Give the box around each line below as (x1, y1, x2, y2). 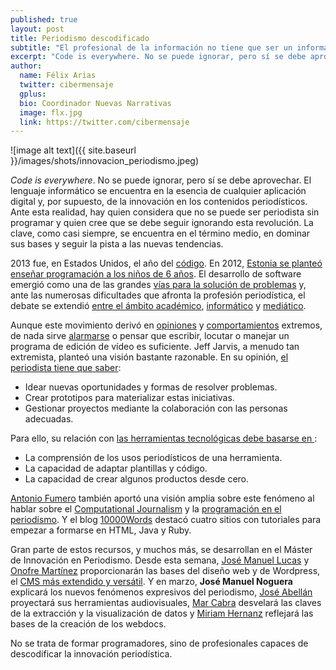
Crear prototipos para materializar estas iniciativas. (24, 392, 235, 404)
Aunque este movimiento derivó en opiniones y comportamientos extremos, (10, 319, 323, 331)
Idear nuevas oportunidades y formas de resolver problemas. (24, 381, 278, 393)
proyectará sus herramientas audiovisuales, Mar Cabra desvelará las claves (10, 597, 322, 609)
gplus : (19, 89, 47, 99)
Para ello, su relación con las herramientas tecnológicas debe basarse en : (10, 432, 318, 445)
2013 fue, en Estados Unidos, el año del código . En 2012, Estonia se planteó (10, 257, 323, 270)
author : (10, 61, 43, 71)
